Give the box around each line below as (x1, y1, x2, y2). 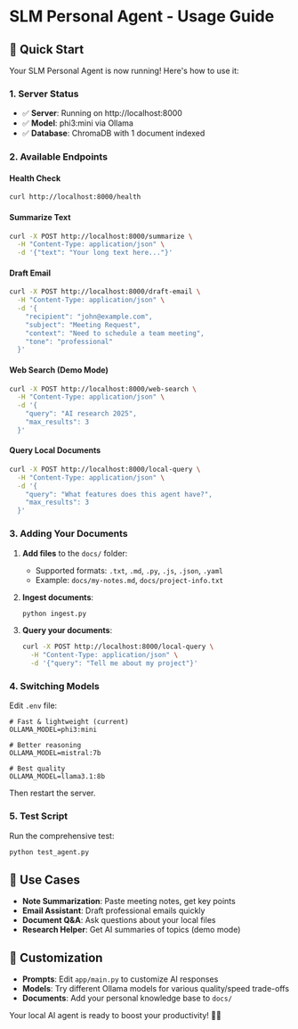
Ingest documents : (21, 591, 94, 603)
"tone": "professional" (25, 337, 114, 346)
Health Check (9, 172, 61, 184)
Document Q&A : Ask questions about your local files (21, 915, 216, 926)
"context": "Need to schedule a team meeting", (25, 328, 205, 338)
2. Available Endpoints (9, 151, 109, 163)
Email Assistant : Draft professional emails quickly (21, 905, 205, 916)
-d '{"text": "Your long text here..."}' (17, 248, 173, 258)
